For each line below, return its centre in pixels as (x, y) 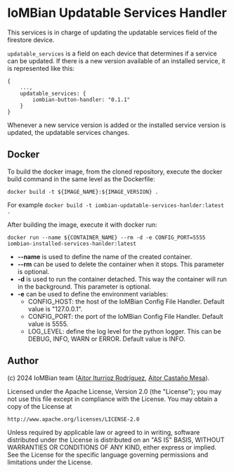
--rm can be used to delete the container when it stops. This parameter (121, 264)
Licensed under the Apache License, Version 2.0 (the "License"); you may (115, 391)
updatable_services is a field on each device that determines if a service (112, 53)
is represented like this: (41, 68)
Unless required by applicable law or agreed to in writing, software (104, 432)
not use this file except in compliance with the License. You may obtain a (112, 399)
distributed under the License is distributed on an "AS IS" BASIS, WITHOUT (116, 440)
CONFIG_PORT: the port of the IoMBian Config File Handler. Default (125, 316)
